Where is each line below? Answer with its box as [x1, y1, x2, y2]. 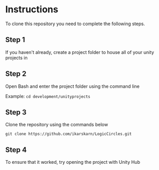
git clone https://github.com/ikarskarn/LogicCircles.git [5, 131, 132, 137]
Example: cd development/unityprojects [5, 93, 91, 99]
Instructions [5, 4, 58, 15]
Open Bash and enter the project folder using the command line [5, 83, 140, 89]
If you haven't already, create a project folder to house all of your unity [5, 49, 154, 55]
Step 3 [5, 108, 27, 117]
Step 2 [5, 69, 27, 78]
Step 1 [5, 35, 26, 44]
